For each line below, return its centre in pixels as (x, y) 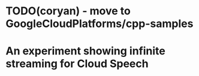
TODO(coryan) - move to (68, 11)
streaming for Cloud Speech (77, 64)
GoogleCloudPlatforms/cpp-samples (99, 24)
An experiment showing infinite (86, 51)
